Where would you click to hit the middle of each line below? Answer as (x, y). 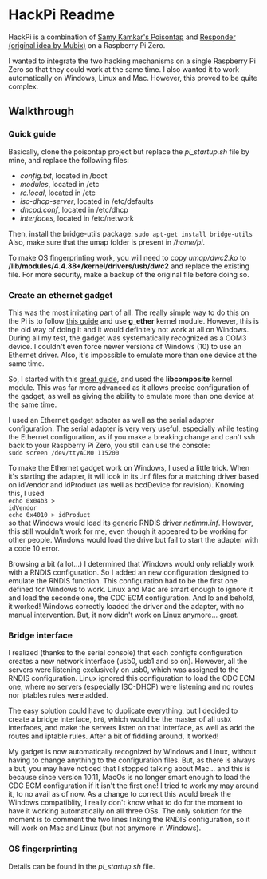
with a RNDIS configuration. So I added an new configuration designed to (128, 572)
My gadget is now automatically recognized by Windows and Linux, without (132, 752)
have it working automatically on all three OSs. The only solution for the (126, 811)
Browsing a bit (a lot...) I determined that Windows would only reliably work (132, 563)
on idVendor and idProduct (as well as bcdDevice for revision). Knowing (126, 484)
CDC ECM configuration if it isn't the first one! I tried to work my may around (133, 786)
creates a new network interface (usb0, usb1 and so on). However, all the (128, 662)
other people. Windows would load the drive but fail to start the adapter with (133, 539)
